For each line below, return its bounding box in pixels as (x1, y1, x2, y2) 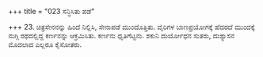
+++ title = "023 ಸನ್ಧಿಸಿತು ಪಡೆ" (8, 7, 95, 16)
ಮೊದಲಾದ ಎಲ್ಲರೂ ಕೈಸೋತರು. (8, 40, 82, 49)
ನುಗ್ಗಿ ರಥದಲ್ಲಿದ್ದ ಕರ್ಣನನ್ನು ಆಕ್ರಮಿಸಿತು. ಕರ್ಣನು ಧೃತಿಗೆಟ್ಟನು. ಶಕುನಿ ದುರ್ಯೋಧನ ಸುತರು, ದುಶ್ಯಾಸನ (8, 31, 235, 40)
